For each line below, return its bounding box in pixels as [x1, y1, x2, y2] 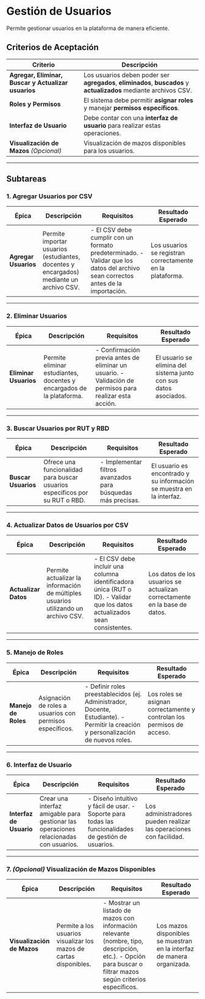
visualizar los [56, 937, 95, 946]
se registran [150, 249, 185, 258]
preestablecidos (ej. [84, 689, 142, 698]
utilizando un [46, 604, 84, 613]
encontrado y [151, 469, 190, 478]
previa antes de [95, 353, 140, 362]
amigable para [39, 809, 81, 818]
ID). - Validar [93, 593, 131, 601]
